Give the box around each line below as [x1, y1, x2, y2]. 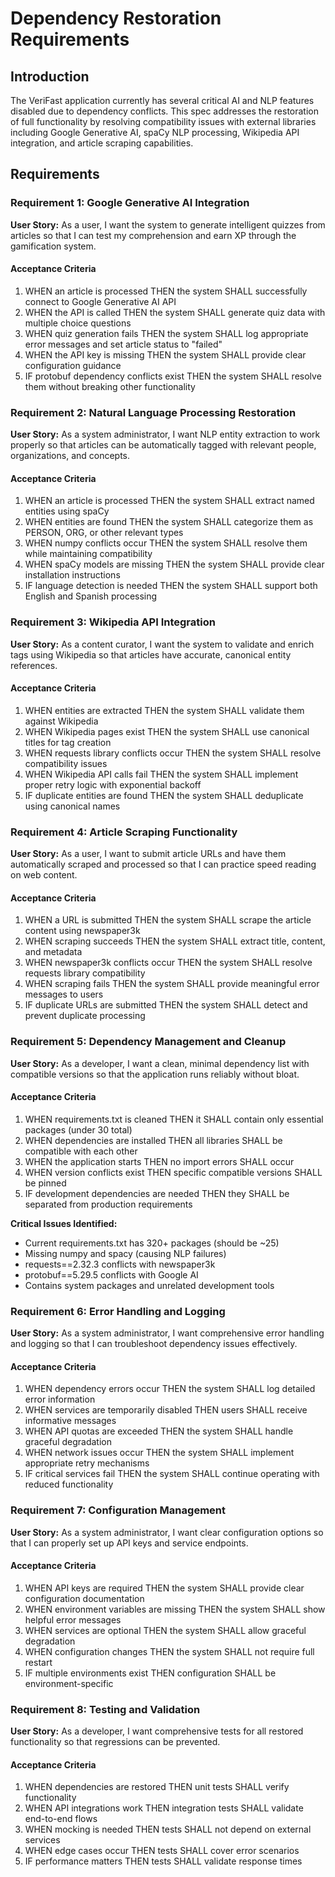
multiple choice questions [24, 317, 132, 329]
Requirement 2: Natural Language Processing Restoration [10, 405, 297, 419]
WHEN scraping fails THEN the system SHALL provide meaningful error [24, 978, 320, 990]
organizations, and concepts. [10, 450, 131, 462]
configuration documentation [24, 1592, 145, 1604]
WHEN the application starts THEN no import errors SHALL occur [24, 1155, 295, 1167]
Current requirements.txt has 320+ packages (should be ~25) [24, 1237, 280, 1249]
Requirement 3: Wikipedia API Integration [10, 615, 216, 629]
